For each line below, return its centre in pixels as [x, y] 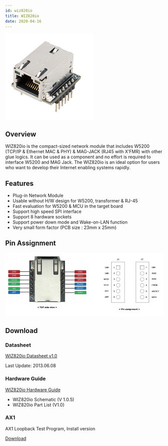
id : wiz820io [19, 11]
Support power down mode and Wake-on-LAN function [70, 222]
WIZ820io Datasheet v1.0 [31, 356]
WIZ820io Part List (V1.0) [38, 405]
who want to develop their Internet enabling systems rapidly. [68, 168]
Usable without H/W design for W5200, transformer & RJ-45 [75, 201]
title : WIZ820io [22, 16]
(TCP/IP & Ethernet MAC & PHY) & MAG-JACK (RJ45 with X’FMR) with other [84, 152]
